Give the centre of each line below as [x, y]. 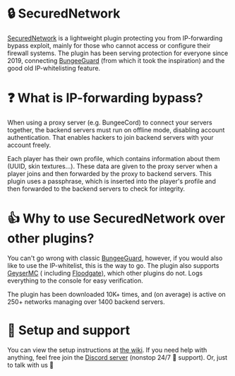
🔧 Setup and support [69, 330]
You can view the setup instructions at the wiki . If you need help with [107, 350]
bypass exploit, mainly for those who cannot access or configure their [109, 45]
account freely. [29, 145]
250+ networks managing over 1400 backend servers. [86, 302]
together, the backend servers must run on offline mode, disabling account [116, 130]
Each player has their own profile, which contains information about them [114, 158]
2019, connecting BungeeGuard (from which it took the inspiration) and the [116, 60]
